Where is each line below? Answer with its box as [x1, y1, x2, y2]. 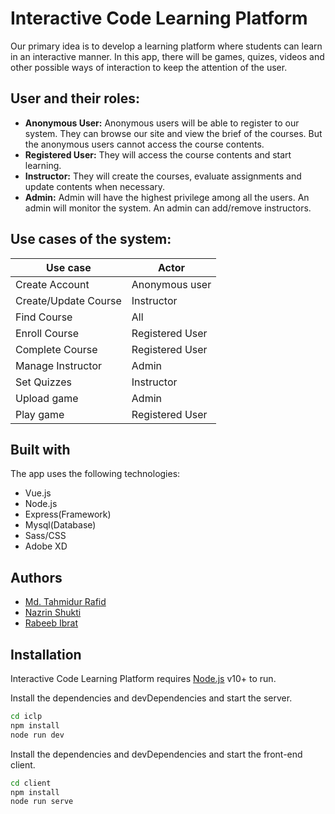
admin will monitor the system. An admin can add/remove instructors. [24, 202, 312, 214]
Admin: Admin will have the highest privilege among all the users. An [24, 191, 310, 203]
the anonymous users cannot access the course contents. [24, 138, 265, 150]
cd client [10, 778, 52, 788]
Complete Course [15, 342, 98, 356]
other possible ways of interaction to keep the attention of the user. [10, 61, 288, 73]
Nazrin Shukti [24, 607, 82, 619]
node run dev [10, 730, 65, 740]
